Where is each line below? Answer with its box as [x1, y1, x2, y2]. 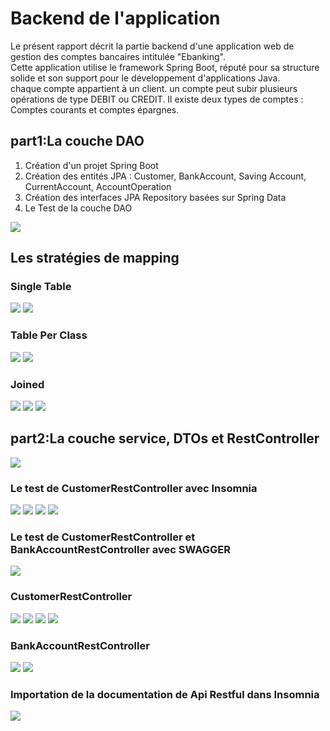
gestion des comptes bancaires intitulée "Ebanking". [10, 50, 226, 62]
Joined [10, 377, 45, 391]
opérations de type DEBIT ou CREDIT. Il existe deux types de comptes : [10, 93, 304, 105]
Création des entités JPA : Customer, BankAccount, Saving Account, [24, 170, 307, 182]
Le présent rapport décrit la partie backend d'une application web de [10, 40, 295, 52]
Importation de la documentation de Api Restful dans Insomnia [10, 687, 320, 701]
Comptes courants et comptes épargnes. [10, 103, 180, 116]
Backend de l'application [10, 7, 221, 30]
